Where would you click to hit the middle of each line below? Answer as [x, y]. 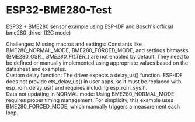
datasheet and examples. [36, 69]
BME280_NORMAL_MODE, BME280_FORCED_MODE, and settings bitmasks [97, 50]
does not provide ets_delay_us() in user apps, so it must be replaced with [94, 81]
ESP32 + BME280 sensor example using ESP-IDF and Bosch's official [90, 26]
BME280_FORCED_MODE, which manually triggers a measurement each [93, 106]
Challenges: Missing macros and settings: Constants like [74, 44]
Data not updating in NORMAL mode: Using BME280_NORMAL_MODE [90, 94]
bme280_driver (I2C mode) [39, 32]
